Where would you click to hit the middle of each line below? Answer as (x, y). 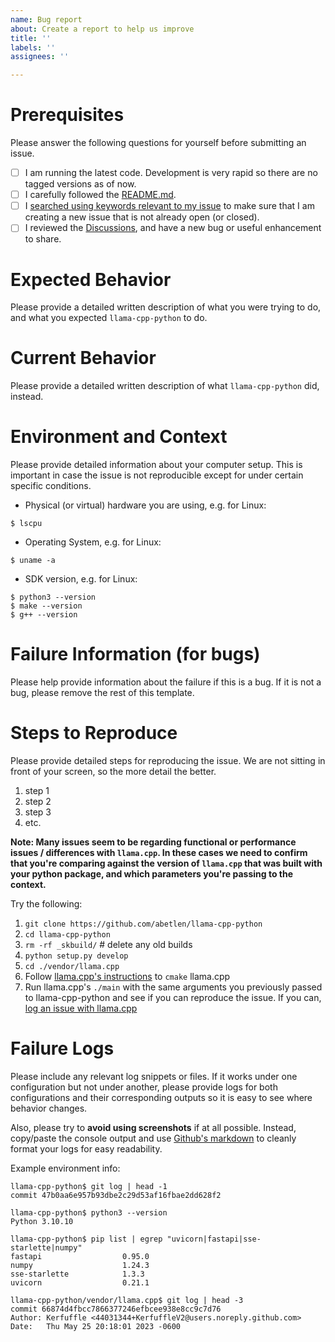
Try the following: (46, 904)
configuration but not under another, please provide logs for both (144, 1087)
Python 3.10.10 (42, 1221)
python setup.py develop (76, 956)
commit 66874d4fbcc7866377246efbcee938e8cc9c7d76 (116, 1309)
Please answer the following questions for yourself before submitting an (158, 143)
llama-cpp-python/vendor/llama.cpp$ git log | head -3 (127, 1300)
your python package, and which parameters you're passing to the (152, 874)
